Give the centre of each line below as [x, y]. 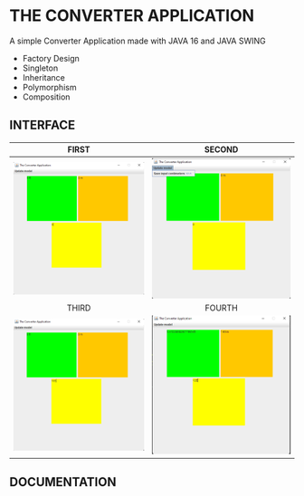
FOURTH [221, 308]
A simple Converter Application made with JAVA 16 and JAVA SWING [138, 41]
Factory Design [51, 58]
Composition [46, 97]
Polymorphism [49, 87]
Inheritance [44, 77]
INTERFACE [42, 125]
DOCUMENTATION [63, 482]
